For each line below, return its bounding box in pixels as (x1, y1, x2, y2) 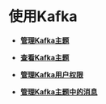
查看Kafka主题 (19, 52, 70, 62)
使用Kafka (8, 7, 78, 26)
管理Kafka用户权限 (19, 69, 83, 79)
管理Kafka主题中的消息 (19, 86, 98, 97)
